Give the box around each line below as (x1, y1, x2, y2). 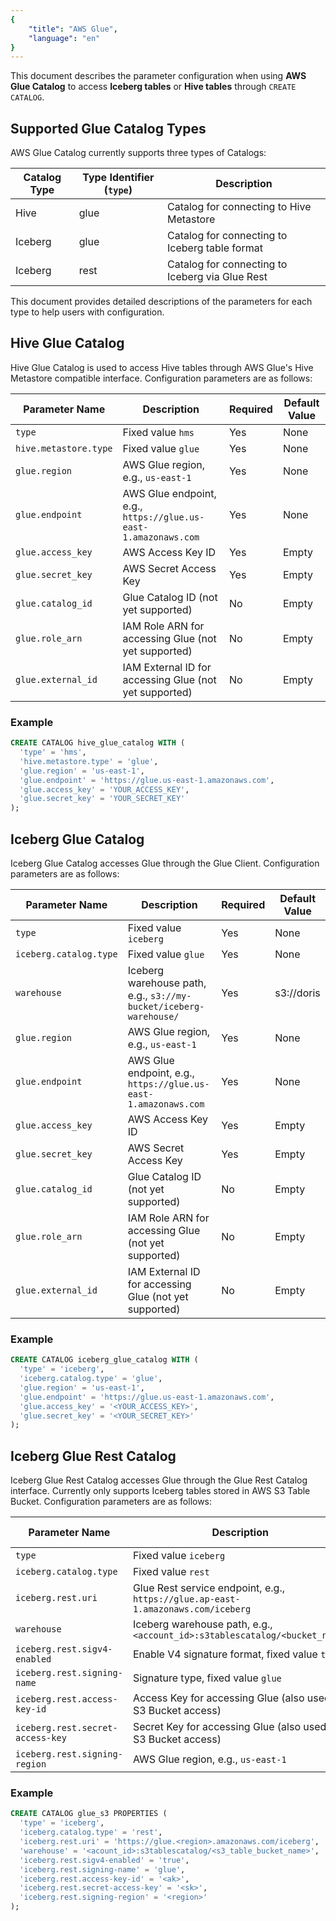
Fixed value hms (122, 425, 195, 439)
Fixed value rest (132, 1565, 210, 1579)
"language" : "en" (28, 33, 101, 43)
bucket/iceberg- (127, 1001, 205, 1012)
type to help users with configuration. (10, 306, 165, 318)
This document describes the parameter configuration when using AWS (10, 70, 307, 82)
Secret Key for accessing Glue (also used (132, 1720, 327, 1734)
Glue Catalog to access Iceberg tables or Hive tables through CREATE (10, 81, 297, 93)
